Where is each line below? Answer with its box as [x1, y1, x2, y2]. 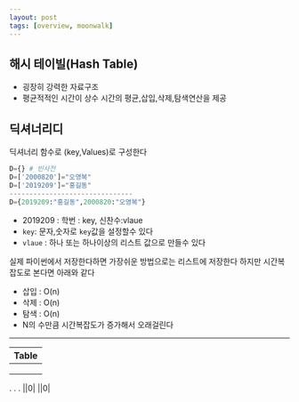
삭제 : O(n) [21, 297, 61, 308]
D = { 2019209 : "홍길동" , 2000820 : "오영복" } [9, 197, 146, 206]
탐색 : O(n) [21, 308, 61, 318]
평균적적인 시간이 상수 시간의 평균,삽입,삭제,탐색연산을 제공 [21, 92, 227, 103]
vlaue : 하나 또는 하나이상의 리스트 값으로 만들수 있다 [21, 237, 206, 247]
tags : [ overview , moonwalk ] [9, 21, 114, 30]
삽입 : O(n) [21, 285, 61, 296]
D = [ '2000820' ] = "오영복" [9, 173, 92, 181]
